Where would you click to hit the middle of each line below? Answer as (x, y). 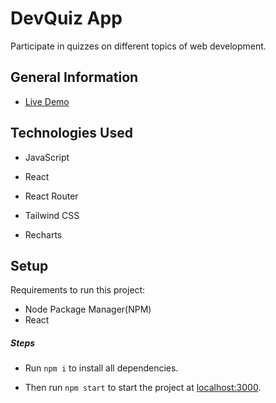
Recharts (43, 234)
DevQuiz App (66, 18)
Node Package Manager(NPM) (88, 309)
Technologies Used (71, 133)
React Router (51, 196)
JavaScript (47, 157)
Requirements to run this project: (78, 290)
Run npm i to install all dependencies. (101, 368)
